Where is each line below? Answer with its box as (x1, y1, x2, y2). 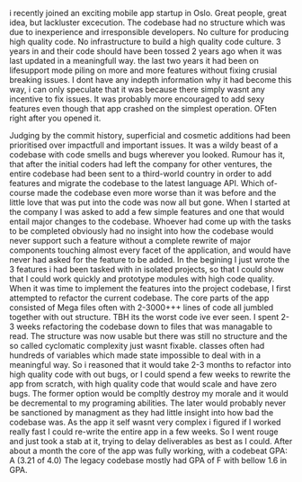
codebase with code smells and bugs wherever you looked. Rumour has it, (9, 149, 286, 160)
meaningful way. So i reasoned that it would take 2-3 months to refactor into (9, 360, 292, 370)
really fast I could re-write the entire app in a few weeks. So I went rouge (9, 426, 279, 437)
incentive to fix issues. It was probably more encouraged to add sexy (9, 94, 265, 104)
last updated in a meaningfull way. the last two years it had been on (9, 56, 259, 66)
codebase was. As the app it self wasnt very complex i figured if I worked (9, 417, 281, 427)
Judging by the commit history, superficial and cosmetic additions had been (9, 130, 291, 140)
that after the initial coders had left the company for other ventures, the (9, 159, 272, 169)
